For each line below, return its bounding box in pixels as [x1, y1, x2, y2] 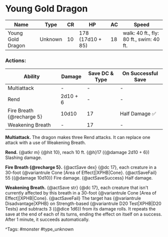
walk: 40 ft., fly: [122, 29, 159, 36]
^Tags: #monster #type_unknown [5, 226, 74, 232]
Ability [23, 73, 40, 80]
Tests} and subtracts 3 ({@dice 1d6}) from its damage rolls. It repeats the [5, 206, 156, 212]
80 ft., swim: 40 [122, 35, 160, 42]
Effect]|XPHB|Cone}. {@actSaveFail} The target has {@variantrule [5, 195, 141, 201]
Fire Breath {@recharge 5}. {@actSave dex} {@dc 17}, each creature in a [5, 164, 156, 170]
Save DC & [88, 70, 114, 77]
